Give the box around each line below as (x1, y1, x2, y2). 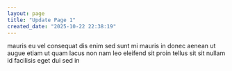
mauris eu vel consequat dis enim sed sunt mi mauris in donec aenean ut (7, 42, 216, 50)
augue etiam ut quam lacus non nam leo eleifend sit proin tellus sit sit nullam (7, 49, 226, 57)
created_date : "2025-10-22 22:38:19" (7, 23, 117, 30)
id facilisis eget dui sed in (7, 57, 80, 65)
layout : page (7, 10, 45, 17)
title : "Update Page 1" (7, 17, 76, 23)
